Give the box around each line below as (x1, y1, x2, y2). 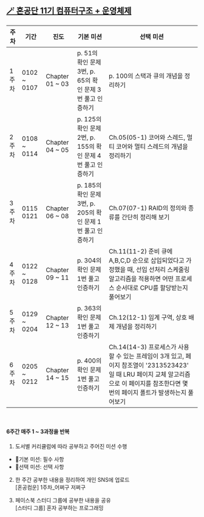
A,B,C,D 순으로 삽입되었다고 (108, 256, 185, 264)
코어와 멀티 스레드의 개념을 (115, 142, 188, 151)
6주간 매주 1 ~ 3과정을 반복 (6, 428, 70, 436)
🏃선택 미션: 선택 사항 (15, 464, 64, 471)
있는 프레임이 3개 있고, (123, 352, 185, 360)
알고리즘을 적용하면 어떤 (108, 274, 174, 282)
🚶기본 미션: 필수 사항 (15, 456, 64, 463)
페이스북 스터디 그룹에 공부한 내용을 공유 (15, 497, 111, 504)
